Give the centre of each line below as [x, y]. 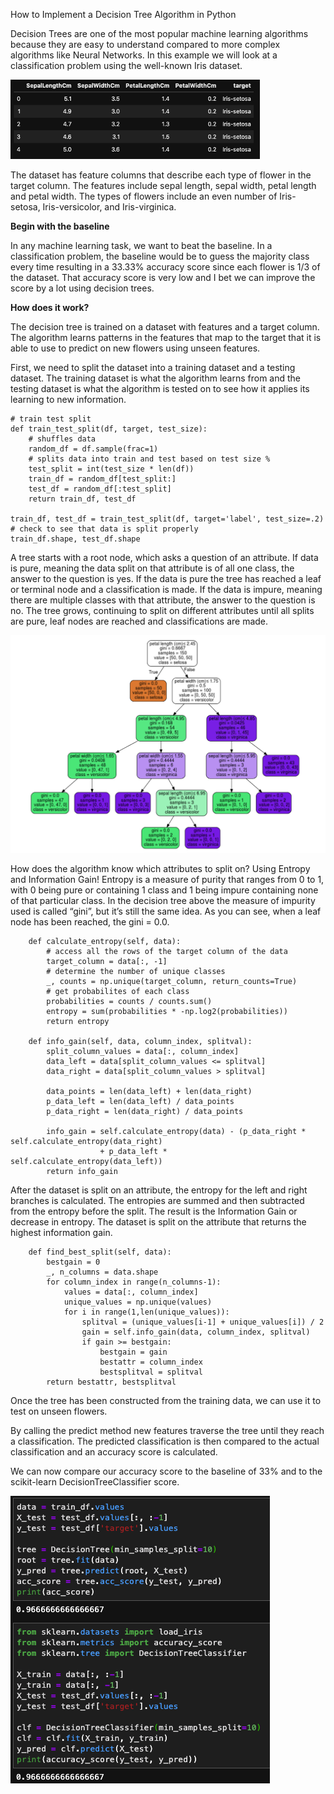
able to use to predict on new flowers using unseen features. [135, 348]
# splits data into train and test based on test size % [149, 459]
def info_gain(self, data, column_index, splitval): [140, 1041]
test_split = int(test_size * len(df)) [111, 469]
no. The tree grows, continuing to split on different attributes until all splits [162, 610]
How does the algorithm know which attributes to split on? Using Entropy [160, 868]
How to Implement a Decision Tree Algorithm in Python [123, 14]
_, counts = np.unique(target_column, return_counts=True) [172, 981]
